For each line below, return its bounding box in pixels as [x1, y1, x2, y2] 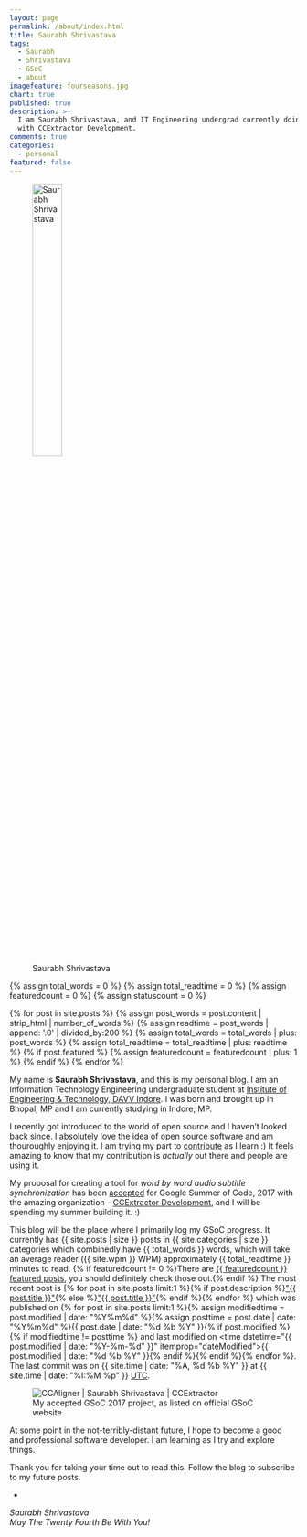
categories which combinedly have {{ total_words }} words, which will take [9, 1244, 291, 1255]
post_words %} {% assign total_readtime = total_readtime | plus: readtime [9, 1036, 288, 1047]
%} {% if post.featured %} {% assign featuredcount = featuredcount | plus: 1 [9, 1046, 298, 1057]
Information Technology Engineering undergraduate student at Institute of [9, 1084, 288, 1095]
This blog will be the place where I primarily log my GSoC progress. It [9, 1224, 270, 1235]
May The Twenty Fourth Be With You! [9, 1516, 151, 1527]
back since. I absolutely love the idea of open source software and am [9, 1130, 274, 1141]
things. [9, 1444, 36, 1455]
